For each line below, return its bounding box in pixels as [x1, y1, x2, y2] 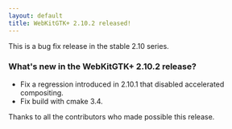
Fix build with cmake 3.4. [19, 96, 103, 106]
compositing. [19, 87, 64, 97]
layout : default [8, 11, 63, 20]
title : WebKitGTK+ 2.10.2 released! [8, 19, 131, 27]
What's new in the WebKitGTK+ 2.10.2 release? [8, 61, 197, 72]
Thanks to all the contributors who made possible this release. [8, 111, 215, 121]
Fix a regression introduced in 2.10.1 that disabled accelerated [19, 79, 225, 89]
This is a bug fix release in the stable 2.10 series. [8, 41, 169, 50]
